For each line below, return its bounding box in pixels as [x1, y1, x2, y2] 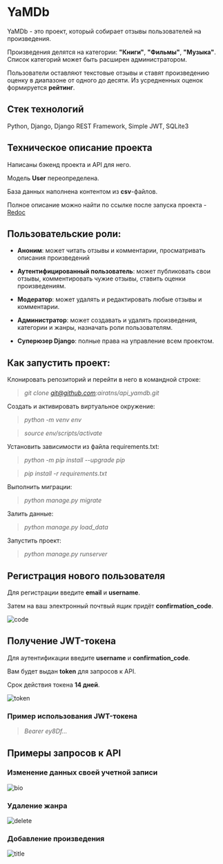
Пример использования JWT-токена [7, 711, 138, 721]
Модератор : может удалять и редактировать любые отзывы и [17, 295, 202, 303]
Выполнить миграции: [7, 483, 72, 491]
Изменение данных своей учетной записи [7, 768, 158, 777]
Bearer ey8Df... [23, 727, 68, 735]
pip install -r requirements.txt [23, 469, 107, 478]
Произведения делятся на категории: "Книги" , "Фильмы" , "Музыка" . [7, 48, 216, 56]
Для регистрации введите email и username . [7, 588, 140, 597]
